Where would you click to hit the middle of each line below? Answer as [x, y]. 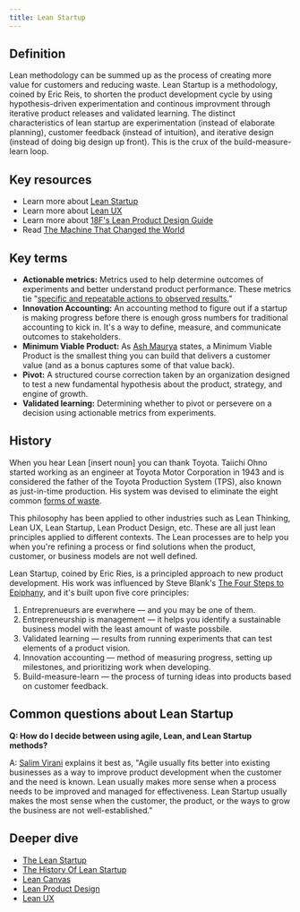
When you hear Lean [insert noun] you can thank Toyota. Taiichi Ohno [138, 462]
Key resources [51, 180]
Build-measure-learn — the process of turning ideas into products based [157, 676]
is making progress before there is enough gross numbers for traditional [155, 318]
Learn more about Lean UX [72, 211]
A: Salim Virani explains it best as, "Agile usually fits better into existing [140, 762]
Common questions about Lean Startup [121, 714]
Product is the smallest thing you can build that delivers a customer [146, 356]
